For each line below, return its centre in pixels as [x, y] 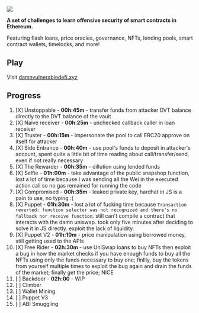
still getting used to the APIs [49, 241]
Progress [24, 96]
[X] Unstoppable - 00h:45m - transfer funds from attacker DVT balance [103, 110]
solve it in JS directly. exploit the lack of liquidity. [75, 228]
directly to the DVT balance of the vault [63, 116]
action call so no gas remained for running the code [78, 185]
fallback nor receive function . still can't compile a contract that [95, 215]
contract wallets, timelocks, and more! [53, 44]
